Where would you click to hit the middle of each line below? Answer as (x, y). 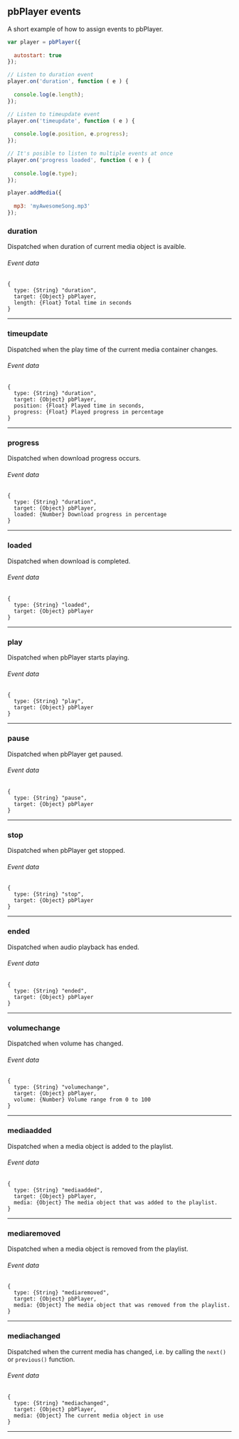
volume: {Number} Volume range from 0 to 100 (83, 1100)
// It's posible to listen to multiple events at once (90, 154)
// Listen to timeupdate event (54, 114)
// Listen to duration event (51, 75)
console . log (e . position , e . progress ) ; (71, 134)
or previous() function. (41, 1359)
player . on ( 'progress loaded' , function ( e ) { (79, 160)
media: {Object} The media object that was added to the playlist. (116, 1202)
